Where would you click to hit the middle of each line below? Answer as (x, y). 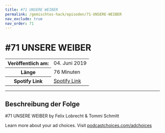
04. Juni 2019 (70, 63)
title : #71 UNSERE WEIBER (31, 10)
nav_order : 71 (20, 23)
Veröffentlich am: (28, 64)
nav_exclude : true (24, 19)
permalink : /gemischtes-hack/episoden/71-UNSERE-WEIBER (63, 14)
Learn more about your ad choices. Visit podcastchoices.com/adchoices (79, 125)
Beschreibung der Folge (42, 104)
